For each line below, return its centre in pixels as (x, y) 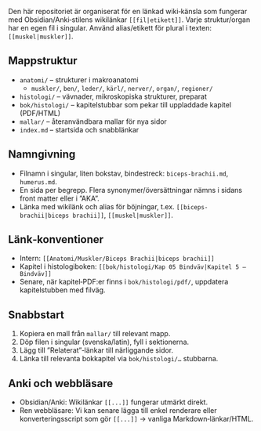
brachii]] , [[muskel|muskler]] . (123, 215)
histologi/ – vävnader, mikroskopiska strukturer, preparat (113, 96)
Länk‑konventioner (56, 239)
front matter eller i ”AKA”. (59, 198)
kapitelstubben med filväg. (62, 290)
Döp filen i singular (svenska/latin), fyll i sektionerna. (104, 342)
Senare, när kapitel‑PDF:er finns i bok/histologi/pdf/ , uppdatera (124, 282)
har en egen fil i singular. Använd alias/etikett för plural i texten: (110, 28)
